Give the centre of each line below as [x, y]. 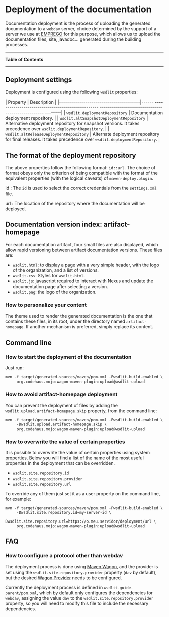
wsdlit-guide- [118, 588]
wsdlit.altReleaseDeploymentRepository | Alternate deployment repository [82, 134]
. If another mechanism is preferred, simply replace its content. [88, 326]
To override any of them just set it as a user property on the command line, [83, 493]
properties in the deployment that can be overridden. [60, 463]
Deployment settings [39, 80]
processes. [17, 44]
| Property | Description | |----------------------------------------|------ [80, 102]
